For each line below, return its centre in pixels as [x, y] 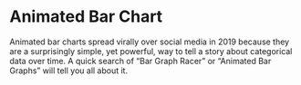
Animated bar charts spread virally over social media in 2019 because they [150, 42]
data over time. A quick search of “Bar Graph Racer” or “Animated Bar [140, 61]
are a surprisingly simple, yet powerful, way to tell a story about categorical [151, 51]
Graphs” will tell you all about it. [69, 71]
